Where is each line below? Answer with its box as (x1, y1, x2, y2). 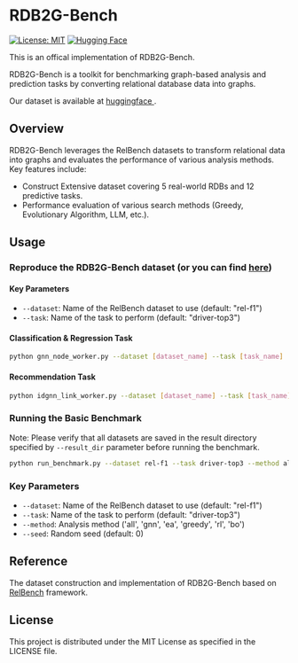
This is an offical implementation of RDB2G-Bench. (9, 51, 195, 62)
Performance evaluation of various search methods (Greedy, (21, 199, 244, 210)
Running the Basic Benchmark (9, 412, 142, 425)
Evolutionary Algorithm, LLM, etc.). (21, 209, 149, 220)
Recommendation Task (9, 371, 96, 382)
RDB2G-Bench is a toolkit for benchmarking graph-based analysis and (9, 68, 267, 80)
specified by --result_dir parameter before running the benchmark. (9, 441, 260, 452)
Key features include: (9, 163, 87, 174)
